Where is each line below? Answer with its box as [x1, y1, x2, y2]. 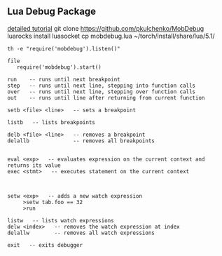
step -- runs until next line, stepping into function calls [7, 82, 196, 89]
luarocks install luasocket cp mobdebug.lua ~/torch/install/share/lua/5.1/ [7, 32, 215, 40]
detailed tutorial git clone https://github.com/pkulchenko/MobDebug [7, 24, 204, 32]
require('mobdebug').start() [16, 63, 102, 71]
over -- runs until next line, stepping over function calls [7, 88, 196, 95]
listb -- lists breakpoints [7, 119, 96, 126]
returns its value [7, 161, 61, 169]
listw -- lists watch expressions [7, 217, 114, 224]
